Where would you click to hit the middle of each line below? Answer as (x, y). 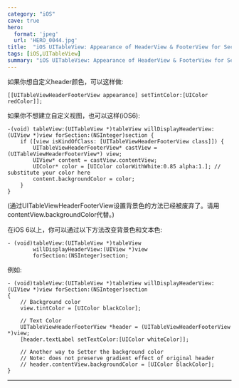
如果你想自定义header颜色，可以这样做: (65, 81)
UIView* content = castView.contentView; (95, 160)
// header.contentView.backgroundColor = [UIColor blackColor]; (117, 364)
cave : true (23, 21)
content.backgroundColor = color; (84, 179)
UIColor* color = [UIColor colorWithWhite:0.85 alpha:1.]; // (127, 166)
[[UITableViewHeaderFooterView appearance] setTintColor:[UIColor (108, 95)
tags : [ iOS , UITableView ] (44, 54)
